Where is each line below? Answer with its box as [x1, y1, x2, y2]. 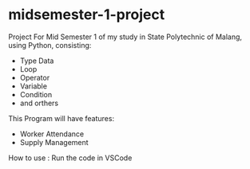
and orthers [19, 98, 59, 108]
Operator [19, 73, 50, 82]
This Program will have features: [8, 113, 114, 123]
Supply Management [19, 137, 89, 147]
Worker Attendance [19, 129, 85, 139]
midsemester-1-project [8, 6, 165, 24]
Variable [19, 81, 48, 91]
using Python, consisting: [8, 40, 92, 49]
